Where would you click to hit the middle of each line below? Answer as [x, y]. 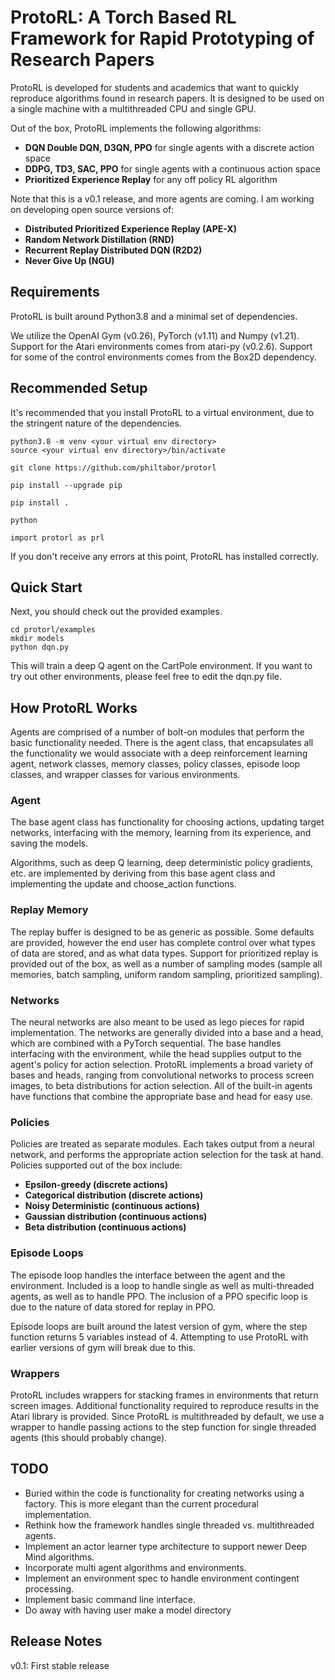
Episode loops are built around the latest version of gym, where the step [159, 1326]
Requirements [55, 292]
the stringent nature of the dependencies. [96, 423]
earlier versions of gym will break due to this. [103, 1347]
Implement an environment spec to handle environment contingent [162, 1578]
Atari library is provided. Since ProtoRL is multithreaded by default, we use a [167, 1416]
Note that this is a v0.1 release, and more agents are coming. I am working [162, 198]
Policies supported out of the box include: [96, 1165]
